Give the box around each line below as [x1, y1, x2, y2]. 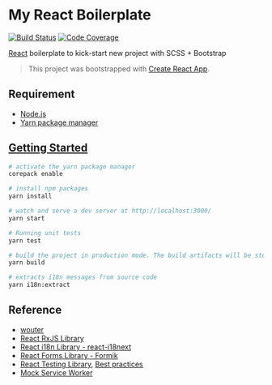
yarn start [8, 214, 45, 222]
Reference [8, 303, 62, 317]
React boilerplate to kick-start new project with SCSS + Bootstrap [8, 48, 227, 58]
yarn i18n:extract [8, 281, 70, 289]
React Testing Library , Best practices [19, 359, 143, 369]
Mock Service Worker [19, 367, 93, 378]
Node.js [19, 109, 47, 118]
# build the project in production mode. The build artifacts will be [8, 251, 252, 259]
